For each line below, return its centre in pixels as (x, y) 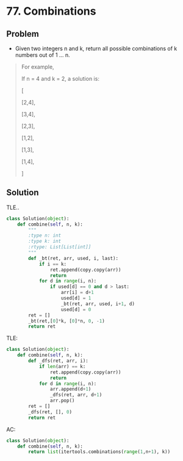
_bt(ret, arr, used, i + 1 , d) (98, 304)
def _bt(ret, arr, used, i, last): (74, 258)
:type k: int (45, 242)
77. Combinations (51, 11)
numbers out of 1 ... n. (42, 55)
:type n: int (45, 236)
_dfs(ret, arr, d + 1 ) (76, 395)
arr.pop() (62, 401)
